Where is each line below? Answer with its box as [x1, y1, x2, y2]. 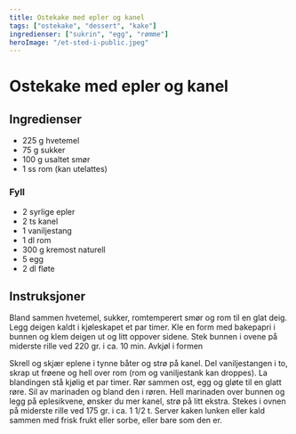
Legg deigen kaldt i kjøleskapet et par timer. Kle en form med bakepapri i [9, 322, 276, 332]
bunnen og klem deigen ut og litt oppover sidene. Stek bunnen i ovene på [9, 332, 278, 342]
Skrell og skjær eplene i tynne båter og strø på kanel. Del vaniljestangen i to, [9, 358, 289, 369]
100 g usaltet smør [21, 154, 91, 165]
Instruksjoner [9, 289, 86, 304]
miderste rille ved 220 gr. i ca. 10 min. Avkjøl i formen [9, 340, 204, 352]
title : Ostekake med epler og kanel [9, 12, 145, 22]
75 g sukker [21, 144, 66, 156]
